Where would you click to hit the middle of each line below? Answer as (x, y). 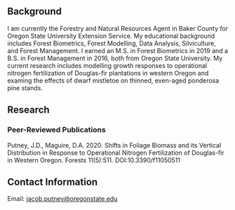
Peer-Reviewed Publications (57, 130)
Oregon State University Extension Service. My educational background (111, 36)
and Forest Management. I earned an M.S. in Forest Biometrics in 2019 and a (118, 50)
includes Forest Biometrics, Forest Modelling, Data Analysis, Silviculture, (112, 43)
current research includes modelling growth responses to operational (107, 65)
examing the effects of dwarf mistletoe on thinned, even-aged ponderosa (113, 80)
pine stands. (25, 87)
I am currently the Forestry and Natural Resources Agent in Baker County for (118, 28)
